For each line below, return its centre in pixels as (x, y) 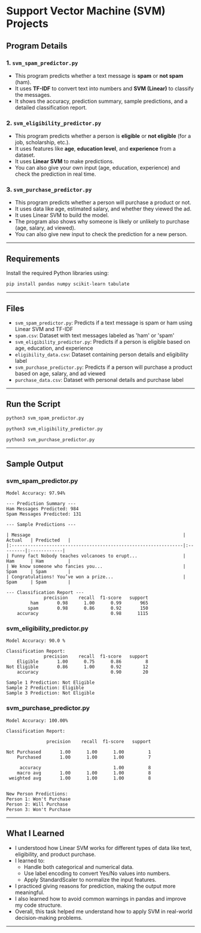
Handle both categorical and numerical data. (79, 867)
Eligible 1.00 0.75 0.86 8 (83, 662)
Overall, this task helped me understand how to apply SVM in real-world (103, 911)
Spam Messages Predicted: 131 (44, 514)
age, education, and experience (54, 348)
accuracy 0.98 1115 (83, 614)
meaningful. (30, 892)
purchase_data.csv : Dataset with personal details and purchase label (99, 380)
